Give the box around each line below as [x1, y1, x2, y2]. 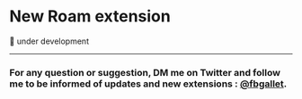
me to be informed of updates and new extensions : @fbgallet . [9, 78, 288, 90]
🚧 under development [9, 36, 90, 46]
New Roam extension [9, 6, 171, 27]
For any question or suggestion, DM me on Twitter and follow [9, 66, 281, 78]
